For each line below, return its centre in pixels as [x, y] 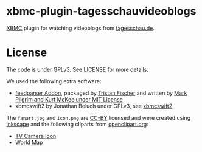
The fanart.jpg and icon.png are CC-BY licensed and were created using [98, 117]
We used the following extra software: [54, 81]
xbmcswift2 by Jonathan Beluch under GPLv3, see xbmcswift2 [94, 106]
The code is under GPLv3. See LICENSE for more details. [78, 69]
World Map [29, 142]
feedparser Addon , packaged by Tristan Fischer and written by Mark [101, 93]
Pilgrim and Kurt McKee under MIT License [69, 99]
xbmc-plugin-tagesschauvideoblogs [101, 11]
